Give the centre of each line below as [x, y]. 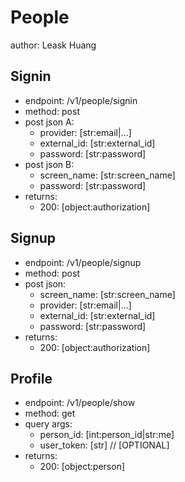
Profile [31, 378]
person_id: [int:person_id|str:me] [107, 435]
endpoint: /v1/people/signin [81, 100]
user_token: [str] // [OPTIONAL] [104, 445]
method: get [50, 413]
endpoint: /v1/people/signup [83, 262]
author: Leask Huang [53, 45]
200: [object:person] [82, 467]
